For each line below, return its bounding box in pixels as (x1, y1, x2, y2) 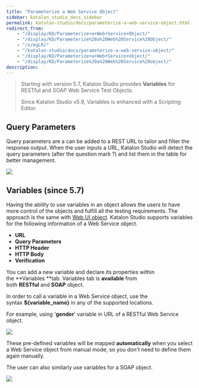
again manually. (6, 352, 45, 359)
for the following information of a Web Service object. (6, 220, 138, 227)
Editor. (20, 105, 37, 112)
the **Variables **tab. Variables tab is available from (6, 275, 137, 282)
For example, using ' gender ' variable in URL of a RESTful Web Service (6, 311, 179, 318)
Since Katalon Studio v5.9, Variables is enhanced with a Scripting (20, 98, 181, 105)
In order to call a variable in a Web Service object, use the (6, 293, 148, 300)
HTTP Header (14, 244, 49, 251)
